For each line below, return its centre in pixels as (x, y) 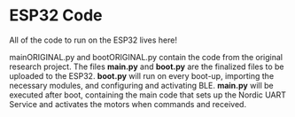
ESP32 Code (56, 16)
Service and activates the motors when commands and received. (128, 104)
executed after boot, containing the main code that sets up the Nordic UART (147, 95)
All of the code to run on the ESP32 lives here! (93, 40)
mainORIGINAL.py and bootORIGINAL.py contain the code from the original (146, 57)
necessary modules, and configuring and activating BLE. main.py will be (141, 85)
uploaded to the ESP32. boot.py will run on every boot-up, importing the (142, 75)
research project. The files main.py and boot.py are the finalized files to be (147, 66)
